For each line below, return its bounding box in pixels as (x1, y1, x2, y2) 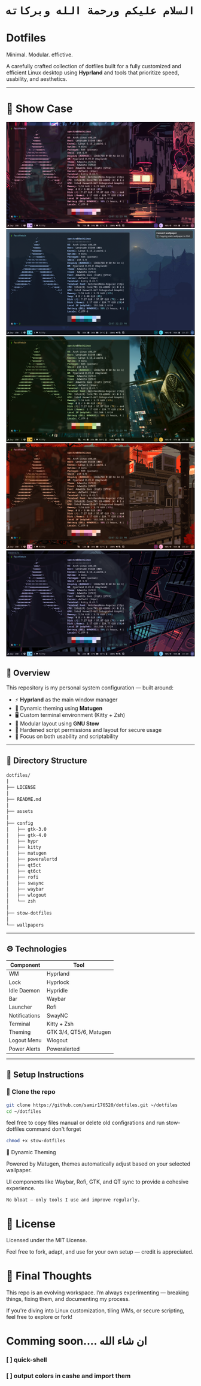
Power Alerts (8, 1045, 41, 1052)
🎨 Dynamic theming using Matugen (14, 704, 103, 712)
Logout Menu (8, 1037, 42, 1044)
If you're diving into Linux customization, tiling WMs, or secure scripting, (6, 1307, 185, 1314)
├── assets (6, 808, 33, 814)
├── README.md (6, 796, 42, 802)
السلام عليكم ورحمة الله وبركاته (5, 4, 195, 17)
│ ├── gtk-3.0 (6, 826, 47, 832)
